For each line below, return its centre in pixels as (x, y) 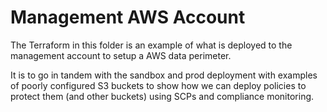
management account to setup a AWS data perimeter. (121, 55)
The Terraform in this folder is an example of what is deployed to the (151, 45)
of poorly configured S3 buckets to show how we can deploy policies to (158, 85)
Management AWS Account (128, 17)
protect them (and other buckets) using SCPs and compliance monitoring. (162, 96)
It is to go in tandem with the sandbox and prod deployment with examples (164, 75)
